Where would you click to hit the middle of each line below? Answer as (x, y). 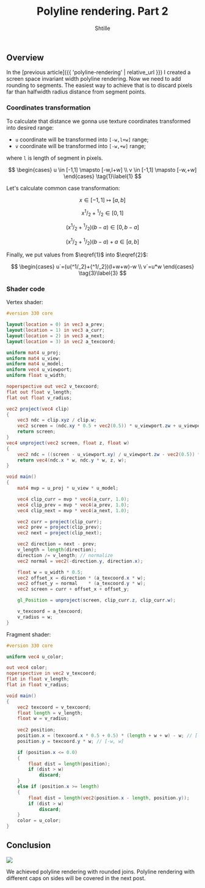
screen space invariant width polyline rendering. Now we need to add (94, 79)
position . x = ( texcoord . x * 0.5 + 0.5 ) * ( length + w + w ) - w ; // (105, 736)
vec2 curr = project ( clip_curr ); (60, 521)
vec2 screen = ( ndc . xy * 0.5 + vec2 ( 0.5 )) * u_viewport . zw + (97, 426)
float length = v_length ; (50, 713)
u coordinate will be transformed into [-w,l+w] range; (82, 140)
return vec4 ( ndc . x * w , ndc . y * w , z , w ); (72, 460)
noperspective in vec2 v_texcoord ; (52, 673)
